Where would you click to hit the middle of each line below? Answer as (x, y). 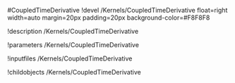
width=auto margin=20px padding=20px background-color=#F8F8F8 (109, 18)
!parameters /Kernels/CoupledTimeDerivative (73, 45)
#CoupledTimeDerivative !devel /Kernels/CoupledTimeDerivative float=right (117, 10)
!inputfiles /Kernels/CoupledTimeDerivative (70, 58)
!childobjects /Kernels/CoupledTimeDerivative (74, 72)
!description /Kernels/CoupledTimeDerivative (73, 31)
